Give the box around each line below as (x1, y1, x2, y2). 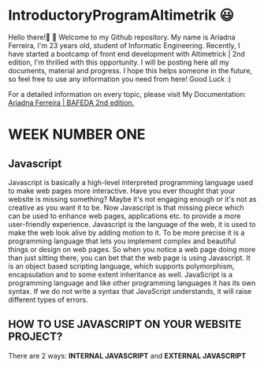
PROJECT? (8, 330, 63, 344)
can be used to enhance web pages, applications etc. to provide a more (8, 211, 241, 221)
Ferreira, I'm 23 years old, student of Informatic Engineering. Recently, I (8, 40, 240, 50)
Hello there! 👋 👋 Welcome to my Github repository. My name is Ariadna (8, 32, 236, 42)
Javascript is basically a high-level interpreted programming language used (8, 177, 254, 187)
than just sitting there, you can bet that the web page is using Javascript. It (8, 253, 251, 262)
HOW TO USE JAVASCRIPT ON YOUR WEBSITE (8, 318, 242, 331)
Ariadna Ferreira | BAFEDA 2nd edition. (8, 98, 135, 107)
